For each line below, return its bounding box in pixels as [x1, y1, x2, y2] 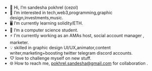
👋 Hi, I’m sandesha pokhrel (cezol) [9, 5, 79, 10]
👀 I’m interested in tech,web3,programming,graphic [9, 10, 113, 15]
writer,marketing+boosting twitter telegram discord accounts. [9, 50, 133, 56]
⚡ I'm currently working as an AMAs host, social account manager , [9, 33, 145, 38]
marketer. [9, 40, 29, 45]
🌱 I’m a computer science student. [9, 27, 79, 33]
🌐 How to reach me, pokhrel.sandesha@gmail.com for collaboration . [9, 60, 148, 66]
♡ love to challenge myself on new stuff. [9, 56, 91, 61]
